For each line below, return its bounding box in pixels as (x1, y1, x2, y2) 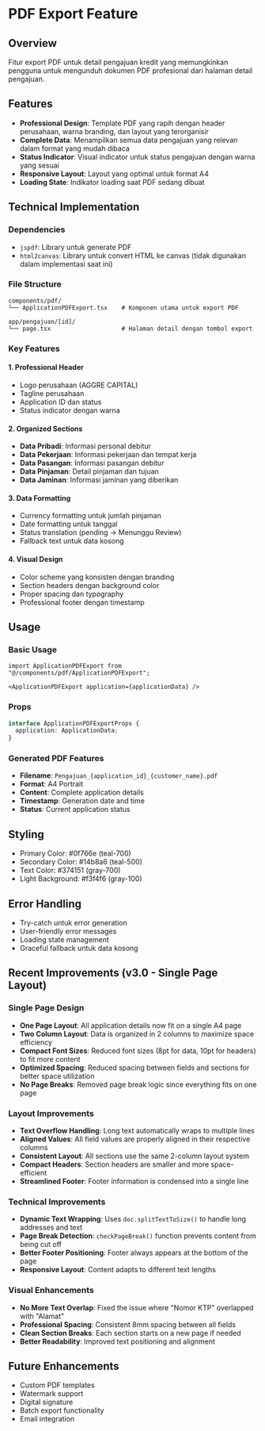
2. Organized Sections (8, 424, 83, 433)
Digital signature (19, 1398, 74, 1407)
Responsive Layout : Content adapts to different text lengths (19, 1265, 216, 1275)
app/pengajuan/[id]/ (8, 317, 77, 325)
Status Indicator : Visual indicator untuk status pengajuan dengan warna (19, 152, 256, 161)
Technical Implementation (8, 200, 140, 214)
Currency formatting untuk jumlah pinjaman (19, 511, 162, 521)
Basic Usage (8, 644, 58, 655)
